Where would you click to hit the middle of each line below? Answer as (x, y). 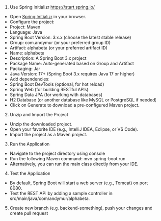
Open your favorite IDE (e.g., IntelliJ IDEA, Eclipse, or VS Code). (74, 129)
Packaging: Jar (25, 69)
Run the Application (30, 144)
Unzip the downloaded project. (41, 124)
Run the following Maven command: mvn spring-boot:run (67, 159)
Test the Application (30, 173)
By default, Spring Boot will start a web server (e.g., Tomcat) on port (79, 183)
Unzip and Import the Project (39, 114)
